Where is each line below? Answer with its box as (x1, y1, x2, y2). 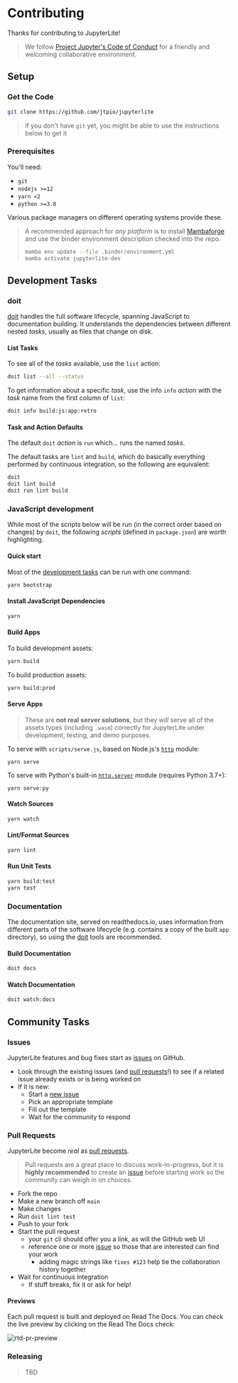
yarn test (7, 884, 37, 892)
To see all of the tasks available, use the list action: (7, 359, 161, 368)
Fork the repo (17, 1189, 58, 1198)
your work (28, 1250, 58, 1259)
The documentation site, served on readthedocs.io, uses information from (7, 917, 224, 926)
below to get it (24, 128, 67, 137)
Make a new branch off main (17, 1197, 101, 1205)
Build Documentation (7, 949, 71, 957)
